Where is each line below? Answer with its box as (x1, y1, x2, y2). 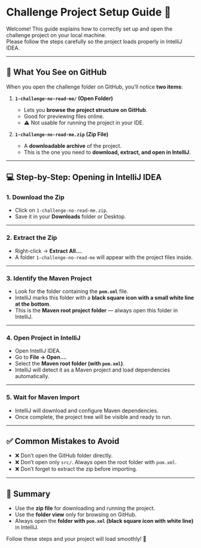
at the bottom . (14, 300, 51, 308)
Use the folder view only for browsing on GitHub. (14, 511, 137, 518)
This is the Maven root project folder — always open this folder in (14, 307, 178, 314)
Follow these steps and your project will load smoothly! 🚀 (6, 535, 147, 543)
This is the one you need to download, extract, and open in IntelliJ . (23, 148, 191, 156)
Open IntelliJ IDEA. (14, 347, 62, 355)
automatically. (14, 373, 50, 380)
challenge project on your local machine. (6, 31, 106, 38)
